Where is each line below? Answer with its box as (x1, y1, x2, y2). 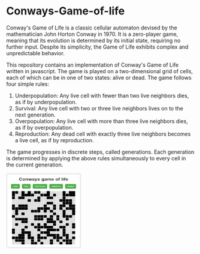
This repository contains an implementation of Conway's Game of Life (6, 61, 179, 68)
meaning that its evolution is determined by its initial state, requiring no (6, 37, 181, 44)
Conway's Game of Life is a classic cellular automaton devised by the (6, 24, 178, 31)
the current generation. (6, 161, 63, 168)
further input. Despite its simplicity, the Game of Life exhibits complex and (6, 43, 189, 50)
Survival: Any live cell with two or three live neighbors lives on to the (14, 104, 184, 112)
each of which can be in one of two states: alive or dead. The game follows (6, 74, 192, 81)
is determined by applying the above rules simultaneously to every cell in (6, 154, 186, 162)
